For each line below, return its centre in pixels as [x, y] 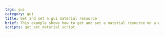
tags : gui [15, 9]
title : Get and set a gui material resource [51, 18]
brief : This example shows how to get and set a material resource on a [81, 23]
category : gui [20, 14]
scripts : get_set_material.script [40, 27]
